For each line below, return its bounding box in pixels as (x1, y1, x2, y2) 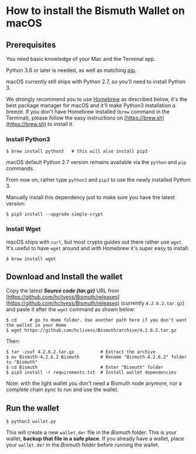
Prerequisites (6, 40, 56, 50)
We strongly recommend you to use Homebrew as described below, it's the (6, 95, 188, 103)
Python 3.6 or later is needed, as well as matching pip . (6, 67, 137, 74)
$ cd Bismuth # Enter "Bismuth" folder (6, 364, 164, 370)
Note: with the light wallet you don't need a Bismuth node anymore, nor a (6, 380, 183, 387)
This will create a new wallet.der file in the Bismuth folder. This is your (6, 429, 177, 436)
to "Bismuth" (6, 359, 38, 366)
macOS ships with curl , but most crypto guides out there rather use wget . (6, 238, 183, 245)
